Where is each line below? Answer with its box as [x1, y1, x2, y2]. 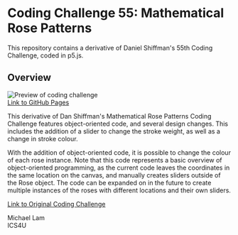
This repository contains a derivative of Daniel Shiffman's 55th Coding [7, 43, 213, 52]
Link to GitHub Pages [7, 98, 70, 106]
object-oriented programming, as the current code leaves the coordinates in [7, 163, 230, 172]
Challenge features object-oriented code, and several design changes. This [7, 119, 229, 128]
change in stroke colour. [7, 134, 78, 143]
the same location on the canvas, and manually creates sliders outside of [7, 170, 222, 179]
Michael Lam [7, 213, 45, 222]
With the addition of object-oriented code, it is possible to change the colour [7, 148, 231, 157]
